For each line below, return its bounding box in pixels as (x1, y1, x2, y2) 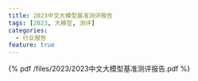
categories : (8, 26, 48, 34)
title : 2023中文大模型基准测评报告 (8, 11, 113, 20)
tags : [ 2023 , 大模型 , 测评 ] (8, 19, 95, 27)
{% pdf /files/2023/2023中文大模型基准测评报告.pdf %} (8, 64, 191, 74)
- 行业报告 (15, 33, 47, 42)
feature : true (8, 41, 56, 49)
